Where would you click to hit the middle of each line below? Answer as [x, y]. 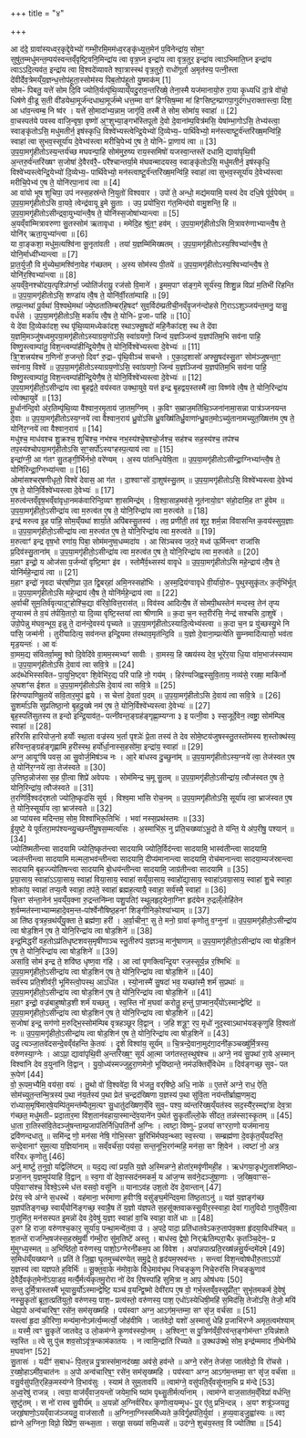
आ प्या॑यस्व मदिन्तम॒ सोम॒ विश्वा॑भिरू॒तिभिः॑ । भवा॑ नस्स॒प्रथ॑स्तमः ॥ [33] [107, 818]
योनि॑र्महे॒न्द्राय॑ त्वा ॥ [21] [44, 572]
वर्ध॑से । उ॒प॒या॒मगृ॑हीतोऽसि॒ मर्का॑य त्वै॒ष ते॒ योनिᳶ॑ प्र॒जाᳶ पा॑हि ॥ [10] [100, 316]
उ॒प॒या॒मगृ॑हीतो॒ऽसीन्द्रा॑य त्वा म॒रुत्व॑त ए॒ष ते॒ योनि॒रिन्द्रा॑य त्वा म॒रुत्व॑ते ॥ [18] [109, 511]
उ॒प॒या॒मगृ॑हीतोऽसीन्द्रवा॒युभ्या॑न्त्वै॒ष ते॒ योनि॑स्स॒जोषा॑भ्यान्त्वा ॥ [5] [95, 213]
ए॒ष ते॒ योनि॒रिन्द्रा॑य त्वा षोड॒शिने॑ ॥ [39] [64, 951]
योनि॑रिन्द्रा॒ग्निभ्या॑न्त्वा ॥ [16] [50, 470]
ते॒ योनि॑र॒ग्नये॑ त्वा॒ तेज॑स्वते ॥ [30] [58, 767]
